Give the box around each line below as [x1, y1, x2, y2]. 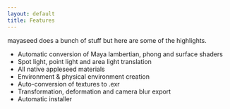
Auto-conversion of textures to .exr [17, 79, 120, 88]
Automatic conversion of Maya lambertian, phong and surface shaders [17, 50, 224, 58]
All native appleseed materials [17, 65, 105, 73]
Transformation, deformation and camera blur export [17, 87, 171, 96]
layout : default [7, 10, 55, 18]
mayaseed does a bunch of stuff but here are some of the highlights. [7, 36, 207, 44]
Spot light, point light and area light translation [17, 57, 152, 65]
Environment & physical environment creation [17, 72, 150, 81]
